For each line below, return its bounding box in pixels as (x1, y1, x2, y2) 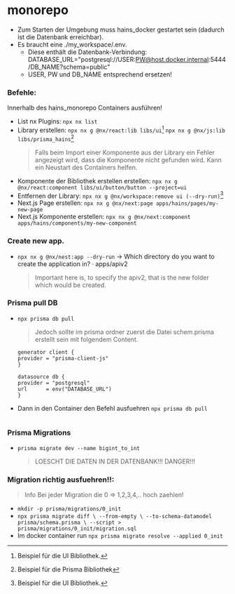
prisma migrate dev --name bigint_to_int (17, 445, 140, 452)
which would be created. (34, 280, 106, 289)
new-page (17, 206, 43, 213)
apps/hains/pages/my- (156, 200, 219, 207)
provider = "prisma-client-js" (17, 355, 109, 362)
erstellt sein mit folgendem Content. (34, 335, 138, 343)
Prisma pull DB (7, 298, 58, 308)
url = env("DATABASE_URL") (17, 385, 112, 392)
